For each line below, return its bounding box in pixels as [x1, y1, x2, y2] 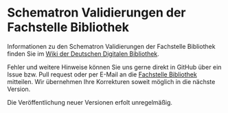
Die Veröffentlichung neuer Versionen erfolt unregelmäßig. [7, 98, 173, 106]
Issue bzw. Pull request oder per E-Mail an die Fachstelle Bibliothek [7, 70, 197, 79]
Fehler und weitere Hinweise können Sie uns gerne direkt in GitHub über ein [7, 63, 222, 71]
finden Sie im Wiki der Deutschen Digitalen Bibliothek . [7, 50, 159, 58]
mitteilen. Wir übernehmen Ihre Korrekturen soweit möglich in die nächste [7, 77, 216, 85]
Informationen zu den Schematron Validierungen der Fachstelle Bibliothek [7, 42, 216, 50]
